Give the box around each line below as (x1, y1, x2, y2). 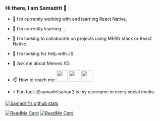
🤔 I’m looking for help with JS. (12, 50, 75, 57)
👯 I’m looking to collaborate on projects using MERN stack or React (12, 35, 152, 42)
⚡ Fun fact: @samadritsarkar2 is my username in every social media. (12, 89, 155, 95)
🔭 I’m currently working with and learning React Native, (12, 16, 127, 22)
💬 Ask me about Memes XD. (12, 60, 71, 67)
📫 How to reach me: (12, 77, 56, 83)
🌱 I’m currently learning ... (12, 26, 67, 32)
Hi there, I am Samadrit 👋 (5, 5, 67, 12)
